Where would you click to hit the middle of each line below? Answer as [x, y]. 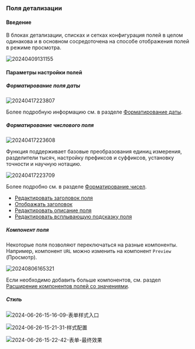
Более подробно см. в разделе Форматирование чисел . [76, 186]
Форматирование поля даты [43, 85]
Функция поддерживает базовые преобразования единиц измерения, [94, 151]
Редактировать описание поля [53, 210]
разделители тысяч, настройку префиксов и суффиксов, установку [90, 158]
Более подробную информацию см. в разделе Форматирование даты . [94, 112]
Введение [19, 22]
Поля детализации [34, 8]
